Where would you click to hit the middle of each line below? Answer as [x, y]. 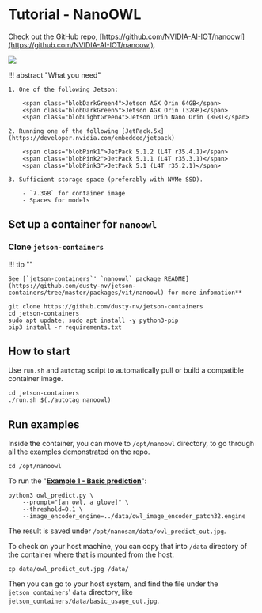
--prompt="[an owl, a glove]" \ [76, 503]
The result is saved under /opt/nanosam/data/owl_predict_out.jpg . [117, 531]
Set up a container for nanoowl [82, 224]
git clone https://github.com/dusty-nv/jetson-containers [106, 306]
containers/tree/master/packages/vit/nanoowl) [86, 293]
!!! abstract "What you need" [55, 75]
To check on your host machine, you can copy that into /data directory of [128, 547]
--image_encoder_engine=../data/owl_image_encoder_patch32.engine [134, 517]
